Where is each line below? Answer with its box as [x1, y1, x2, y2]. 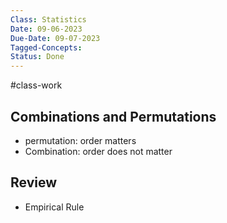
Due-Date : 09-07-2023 [10, 33, 101, 43]
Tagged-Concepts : [10, 42, 83, 53]
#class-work [10, 79, 63, 91]
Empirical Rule [24, 201, 85, 213]
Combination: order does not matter [24, 145, 173, 157]
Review [10, 174, 58, 191]
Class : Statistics [10, 14, 87, 25]
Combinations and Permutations [10, 108, 217, 125]
